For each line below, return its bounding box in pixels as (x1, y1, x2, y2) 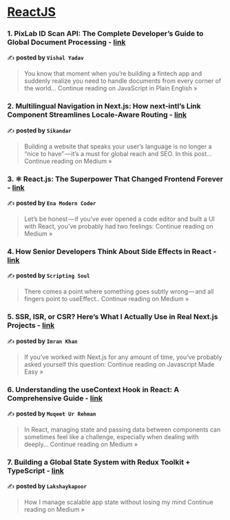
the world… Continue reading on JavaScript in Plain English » (23, 84, 198, 93)
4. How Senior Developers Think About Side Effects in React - (7, 247, 217, 256)
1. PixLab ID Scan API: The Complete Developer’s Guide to (7, 29, 204, 39)
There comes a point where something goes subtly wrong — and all (23, 287, 214, 296)
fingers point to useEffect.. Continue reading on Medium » (23, 295, 189, 303)
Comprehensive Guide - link (7, 393, 103, 403)
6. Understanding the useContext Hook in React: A (7, 385, 180, 394)
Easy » (23, 367, 43, 376)
